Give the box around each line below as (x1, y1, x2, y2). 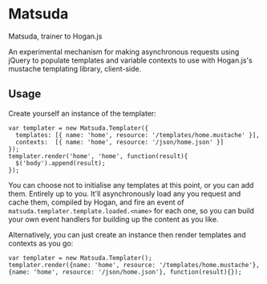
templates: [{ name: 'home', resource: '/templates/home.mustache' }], (15, 131, 261, 139)
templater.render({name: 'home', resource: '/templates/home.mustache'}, (8, 261, 261, 269)
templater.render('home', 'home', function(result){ (8, 152, 188, 160)
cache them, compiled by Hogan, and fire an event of (8, 197, 184, 207)
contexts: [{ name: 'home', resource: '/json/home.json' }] (15, 138, 225, 146)
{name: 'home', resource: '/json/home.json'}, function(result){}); (8, 268, 242, 276)
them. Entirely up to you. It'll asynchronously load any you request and (8, 189, 241, 198)
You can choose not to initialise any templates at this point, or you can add (8, 180, 254, 189)
